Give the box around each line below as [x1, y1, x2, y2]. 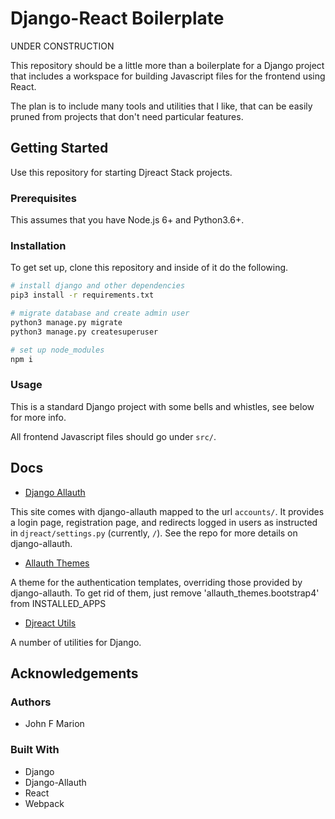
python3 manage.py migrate [10, 317, 123, 327]
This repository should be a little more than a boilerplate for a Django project [10, 59, 325, 71]
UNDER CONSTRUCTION [10, 40, 115, 52]
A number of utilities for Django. [10, 636, 142, 648]
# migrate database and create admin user [10, 308, 190, 319]
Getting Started [10, 140, 109, 157]
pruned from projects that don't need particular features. [10, 110, 244, 122]
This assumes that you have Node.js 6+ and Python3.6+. [10, 214, 245, 226]
